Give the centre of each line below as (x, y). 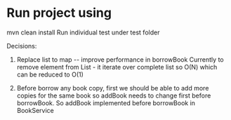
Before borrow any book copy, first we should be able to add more (113, 88)
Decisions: (22, 46)
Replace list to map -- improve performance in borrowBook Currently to (120, 59)
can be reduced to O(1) (50, 74)
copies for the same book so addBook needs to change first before (114, 95)
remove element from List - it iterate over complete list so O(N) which (117, 67)
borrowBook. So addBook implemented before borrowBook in (106, 102)
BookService (35, 110)
